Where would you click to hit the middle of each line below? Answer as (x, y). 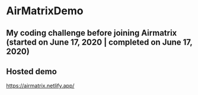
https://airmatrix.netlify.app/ (40, 86)
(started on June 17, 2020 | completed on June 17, (99, 42)
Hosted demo (32, 72)
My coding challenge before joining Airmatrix (92, 33)
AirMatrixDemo (45, 11)
